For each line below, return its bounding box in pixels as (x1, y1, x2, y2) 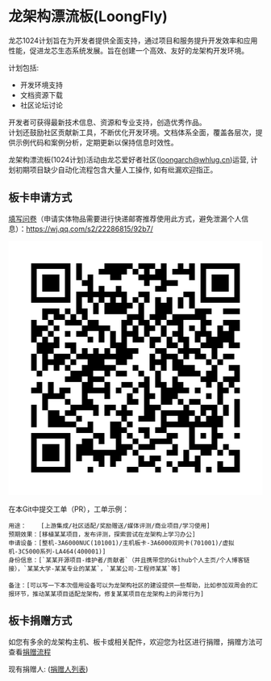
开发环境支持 (19, 80, 63, 90)
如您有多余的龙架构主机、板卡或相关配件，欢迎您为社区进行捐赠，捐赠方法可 (8, 637, 263, 646)
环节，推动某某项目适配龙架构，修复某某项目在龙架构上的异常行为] (14, 590, 204, 598)
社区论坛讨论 (19, 100, 63, 110)
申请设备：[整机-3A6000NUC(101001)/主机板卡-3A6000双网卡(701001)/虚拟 (8, 539, 235, 547)
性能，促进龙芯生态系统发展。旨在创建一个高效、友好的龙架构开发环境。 (8, 45, 248, 55)
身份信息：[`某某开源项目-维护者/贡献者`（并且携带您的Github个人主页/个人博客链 (8, 556, 250, 564)
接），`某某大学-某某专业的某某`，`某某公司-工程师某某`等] (8, 565, 181, 573)
